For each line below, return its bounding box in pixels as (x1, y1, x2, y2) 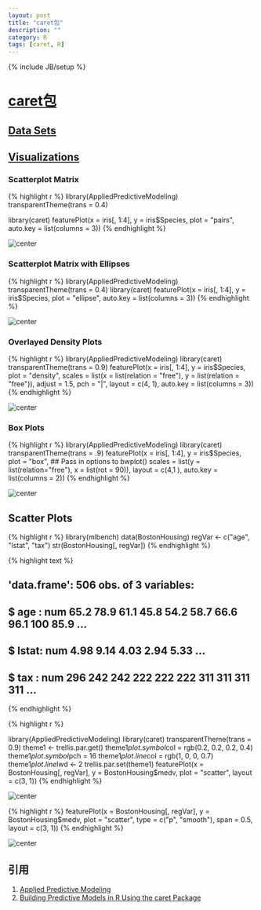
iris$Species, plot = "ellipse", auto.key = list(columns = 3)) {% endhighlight (8, 293, 249, 302)
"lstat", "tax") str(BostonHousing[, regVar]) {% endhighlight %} (8, 541, 212, 550)
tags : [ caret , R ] (8, 41, 65, 49)
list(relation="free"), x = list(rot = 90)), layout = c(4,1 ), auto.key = (8, 465, 218, 475)
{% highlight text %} (8, 556, 74, 565)
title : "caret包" (8, 19, 64, 27)
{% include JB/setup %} (8, 62, 86, 71)
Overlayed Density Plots (8, 336, 103, 347)
